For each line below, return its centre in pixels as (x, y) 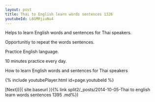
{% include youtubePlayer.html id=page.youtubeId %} (60, 80)
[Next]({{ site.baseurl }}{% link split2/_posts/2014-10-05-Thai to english (78, 90)
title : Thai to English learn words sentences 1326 (59, 14)
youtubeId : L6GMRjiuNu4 (29, 19)
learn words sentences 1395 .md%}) (42, 95)
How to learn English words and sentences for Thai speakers (67, 71)
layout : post (18, 10)
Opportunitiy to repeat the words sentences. (50, 42)
